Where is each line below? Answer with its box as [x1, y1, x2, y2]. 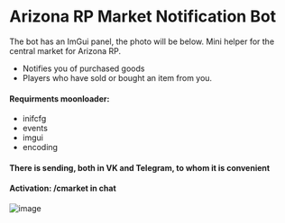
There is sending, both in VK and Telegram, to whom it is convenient [9, 162, 271, 173]
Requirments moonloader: [9, 93, 110, 104]
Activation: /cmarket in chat [9, 183, 117, 194]
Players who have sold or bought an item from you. [22, 72, 213, 83]
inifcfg [22, 113, 47, 124]
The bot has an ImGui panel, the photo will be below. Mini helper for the [9, 36, 275, 47]
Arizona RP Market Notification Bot [9, 6, 277, 27]
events [22, 123, 48, 134]
